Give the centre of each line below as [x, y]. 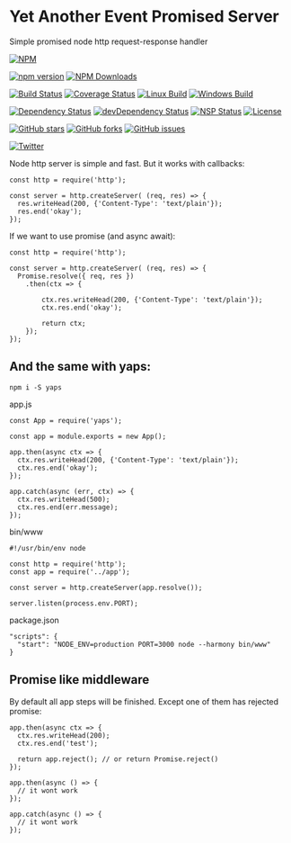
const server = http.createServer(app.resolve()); [106, 587]
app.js [21, 404]
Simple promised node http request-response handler [109, 41]
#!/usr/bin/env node [48, 548]
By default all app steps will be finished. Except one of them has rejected [144, 701]
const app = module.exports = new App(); [88, 436]
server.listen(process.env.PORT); [74, 603]
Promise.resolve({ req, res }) [76, 276]
